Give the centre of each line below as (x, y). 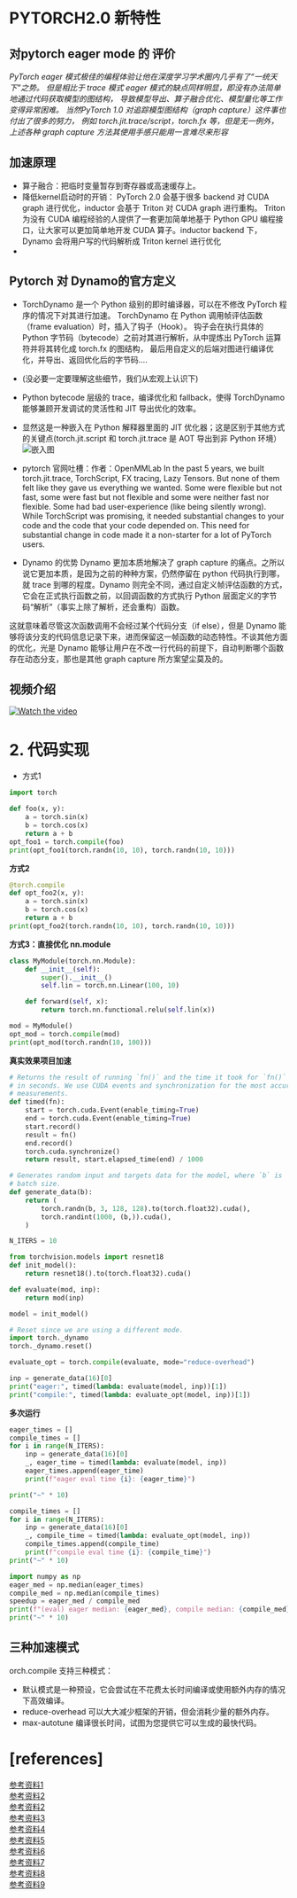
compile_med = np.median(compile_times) (85, 1593)
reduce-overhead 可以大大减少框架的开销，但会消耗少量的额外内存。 (148, 1711)
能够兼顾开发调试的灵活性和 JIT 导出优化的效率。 (111, 408)
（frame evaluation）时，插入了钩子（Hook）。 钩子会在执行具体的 (143, 326)
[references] (56, 1759)
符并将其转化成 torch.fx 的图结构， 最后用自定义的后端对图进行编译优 (148, 348)
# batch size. (35, 1184)
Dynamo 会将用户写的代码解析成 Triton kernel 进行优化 (122, 241)
